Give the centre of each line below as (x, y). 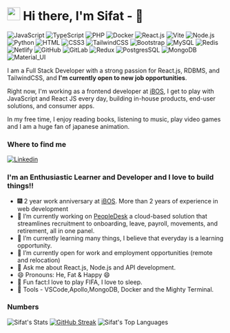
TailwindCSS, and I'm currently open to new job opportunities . (97, 78)
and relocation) (39, 260)
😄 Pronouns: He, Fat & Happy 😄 (63, 274)
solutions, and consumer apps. (51, 105)
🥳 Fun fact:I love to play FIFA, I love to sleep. (80, 282)
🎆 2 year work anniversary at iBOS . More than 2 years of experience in (117, 201)
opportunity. (34, 245)
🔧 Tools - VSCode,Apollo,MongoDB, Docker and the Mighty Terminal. (115, 289)
